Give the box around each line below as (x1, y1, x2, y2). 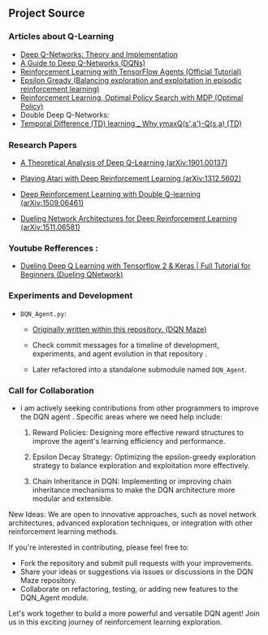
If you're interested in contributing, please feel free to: (8, 542, 189, 552)
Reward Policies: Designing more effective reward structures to (32, 427, 244, 437)
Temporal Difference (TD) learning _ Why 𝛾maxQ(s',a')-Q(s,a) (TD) (19, 118, 242, 128)
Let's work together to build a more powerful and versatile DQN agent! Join (8, 608, 260, 618)
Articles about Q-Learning (8, 31, 115, 42)
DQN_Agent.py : (19, 308, 67, 318)
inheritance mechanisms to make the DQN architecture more (32, 485, 236, 494)
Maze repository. (19, 575, 77, 585)
